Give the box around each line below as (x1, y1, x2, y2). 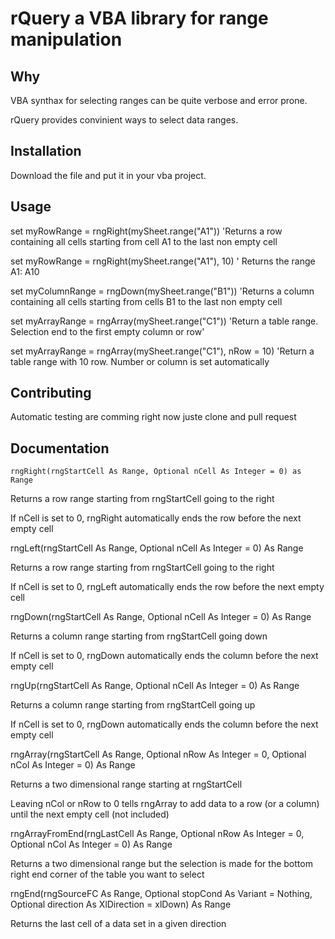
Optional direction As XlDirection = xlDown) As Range (10, 898, 232, 911)
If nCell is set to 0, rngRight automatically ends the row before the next (10, 512, 302, 524)
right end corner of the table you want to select (10, 868, 205, 881)
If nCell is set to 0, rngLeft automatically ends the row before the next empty (10, 581, 325, 593)
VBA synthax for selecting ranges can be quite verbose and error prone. (10, 95, 308, 106)
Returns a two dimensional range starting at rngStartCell (10, 778, 243, 791)
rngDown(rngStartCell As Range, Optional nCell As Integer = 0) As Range (10, 611, 312, 623)
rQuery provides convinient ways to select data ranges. (10, 114, 239, 126)
